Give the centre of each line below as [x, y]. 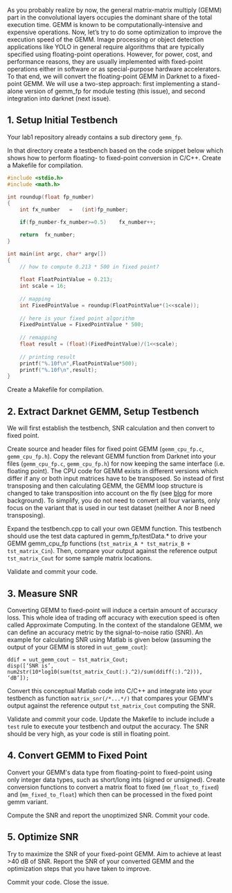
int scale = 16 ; [43, 286]
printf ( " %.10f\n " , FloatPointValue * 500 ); [79, 364]
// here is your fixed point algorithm [77, 318]
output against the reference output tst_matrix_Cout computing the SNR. [111, 705]
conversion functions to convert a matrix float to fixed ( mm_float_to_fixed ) [113, 787]
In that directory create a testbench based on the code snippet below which [115, 150]
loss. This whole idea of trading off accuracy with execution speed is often [114, 618]
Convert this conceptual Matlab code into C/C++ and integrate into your [110, 690]
